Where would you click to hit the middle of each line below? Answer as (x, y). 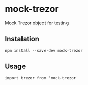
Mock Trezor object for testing (37, 23)
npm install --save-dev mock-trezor (44, 51)
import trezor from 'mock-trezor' (42, 78)
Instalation (22, 39)
